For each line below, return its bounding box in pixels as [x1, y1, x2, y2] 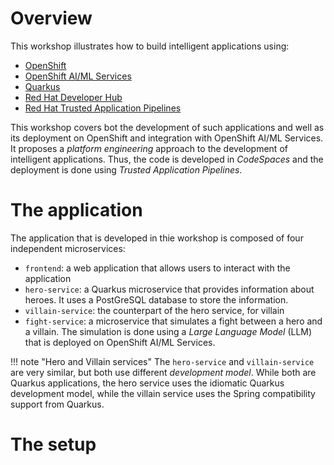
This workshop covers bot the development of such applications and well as [10, 121, 325, 133]
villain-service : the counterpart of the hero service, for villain [24, 304, 285, 316]
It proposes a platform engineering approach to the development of [10, 142, 288, 154]
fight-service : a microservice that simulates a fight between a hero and [24, 315, 323, 327]
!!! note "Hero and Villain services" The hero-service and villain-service [10, 355, 315, 367]
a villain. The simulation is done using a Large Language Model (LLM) [24, 325, 313, 337]
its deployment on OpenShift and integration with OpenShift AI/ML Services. [10, 132, 324, 144]
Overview [10, 7, 93, 30]
